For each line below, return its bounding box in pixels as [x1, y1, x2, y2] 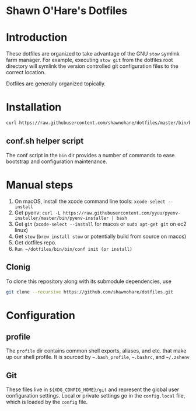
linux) [14, 226, 28, 233]
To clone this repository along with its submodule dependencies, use [6, 278, 172, 285]
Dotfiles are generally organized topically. [6, 80, 106, 87]
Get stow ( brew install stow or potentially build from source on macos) [14, 233, 187, 240]
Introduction [6, 31, 68, 44]
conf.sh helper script [6, 136, 84, 146]
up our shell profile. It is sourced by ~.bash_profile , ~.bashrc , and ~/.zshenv [6, 354, 190, 361]
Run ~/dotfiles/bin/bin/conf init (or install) [14, 246, 132, 252]
